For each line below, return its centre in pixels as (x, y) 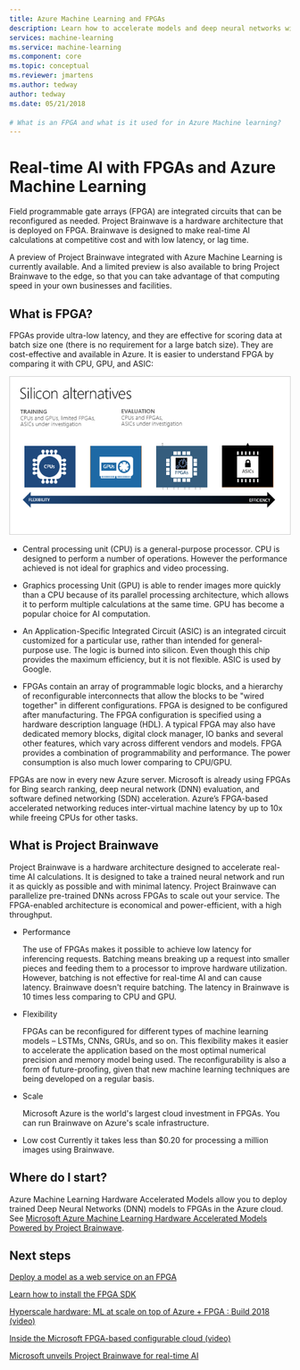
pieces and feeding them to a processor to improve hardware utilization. (154, 968)
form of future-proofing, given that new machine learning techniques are (156, 1069)
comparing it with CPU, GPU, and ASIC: (82, 363)
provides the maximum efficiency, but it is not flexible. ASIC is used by (151, 659)
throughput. (31, 915)
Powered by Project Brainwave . (67, 1227)
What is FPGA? (51, 314)
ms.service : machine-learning (66, 47)
